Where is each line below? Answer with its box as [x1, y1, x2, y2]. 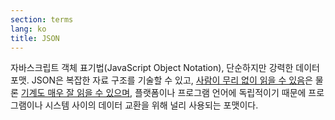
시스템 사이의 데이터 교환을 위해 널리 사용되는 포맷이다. [44, 99, 259, 111]
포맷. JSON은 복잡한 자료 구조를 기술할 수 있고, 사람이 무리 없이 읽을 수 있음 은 [10, 74, 313, 86]
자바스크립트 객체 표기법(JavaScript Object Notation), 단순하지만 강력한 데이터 [10, 62, 320, 74]
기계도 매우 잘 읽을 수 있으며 [20, 87, 131, 99]
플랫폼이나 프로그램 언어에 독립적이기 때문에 [134, 87, 307, 99]
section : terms [10, 14, 74, 25]
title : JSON [10, 33, 60, 43]
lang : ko [10, 24, 47, 34]
